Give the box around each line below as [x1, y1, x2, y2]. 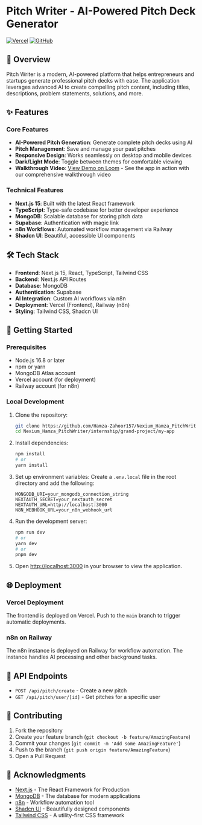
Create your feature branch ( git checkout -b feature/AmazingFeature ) [14, 733, 191, 740]
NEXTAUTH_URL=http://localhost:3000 [14, 502, 107, 508]
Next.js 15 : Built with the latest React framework [14, 200, 135, 207]
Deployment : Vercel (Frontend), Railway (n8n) [14, 301, 130, 308]
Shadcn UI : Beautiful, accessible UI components [14, 232, 136, 239]
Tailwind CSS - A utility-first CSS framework [14, 811, 125, 818]
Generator [6, 17, 58, 31]
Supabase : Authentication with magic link [14, 219, 119, 226]
